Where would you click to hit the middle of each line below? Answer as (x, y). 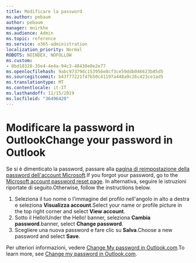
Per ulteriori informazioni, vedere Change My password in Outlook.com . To (95, 247)
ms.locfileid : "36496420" (37, 98)
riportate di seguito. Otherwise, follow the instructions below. (79, 187)
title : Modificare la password (44, 11)
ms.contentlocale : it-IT (36, 88)
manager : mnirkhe (27, 28)
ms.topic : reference (31, 39)
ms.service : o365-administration (47, 45)
